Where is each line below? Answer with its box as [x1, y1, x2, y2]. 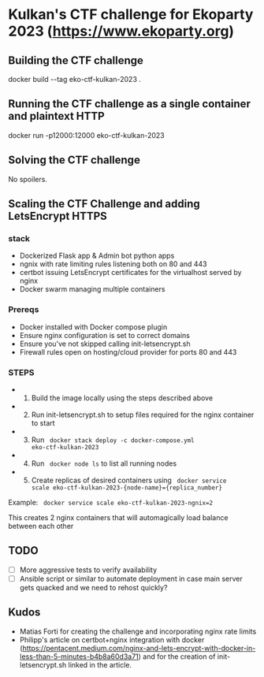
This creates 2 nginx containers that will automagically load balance [8, 512, 229, 522]
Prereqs [8, 304, 39, 315]
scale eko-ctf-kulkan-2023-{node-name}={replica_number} [31, 483, 223, 492]
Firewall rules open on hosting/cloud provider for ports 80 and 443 [19, 347, 237, 356]
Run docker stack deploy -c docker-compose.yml [31, 435, 195, 445]
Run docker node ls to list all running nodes [31, 459, 177, 468]
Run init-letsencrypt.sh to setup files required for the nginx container [31, 410, 255, 419]
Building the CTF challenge [8, 54, 144, 67]
